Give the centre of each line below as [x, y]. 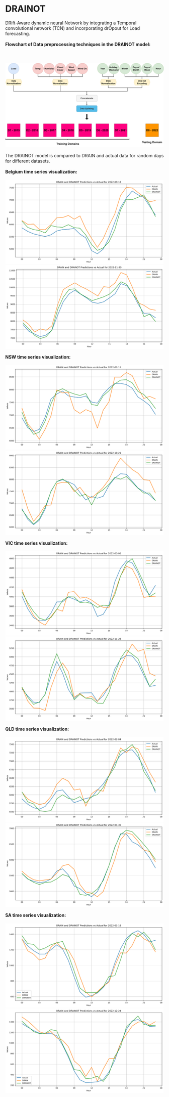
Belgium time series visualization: [41, 171]
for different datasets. [28, 161]
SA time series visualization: [36, 915]
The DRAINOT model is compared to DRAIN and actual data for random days [84, 155]
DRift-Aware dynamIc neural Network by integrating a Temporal [71, 23]
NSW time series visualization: [38, 357]
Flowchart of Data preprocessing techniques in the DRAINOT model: [78, 44]
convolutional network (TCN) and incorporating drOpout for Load [73, 28]
